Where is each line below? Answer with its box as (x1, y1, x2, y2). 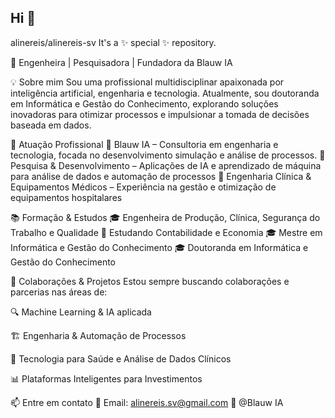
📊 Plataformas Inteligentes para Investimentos (10, 372, 203, 385)
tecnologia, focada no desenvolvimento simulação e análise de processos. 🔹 (10, 149, 326, 161)
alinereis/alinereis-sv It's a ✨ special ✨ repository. (10, 36, 217, 48)
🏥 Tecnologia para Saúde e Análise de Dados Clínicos (10, 352, 232, 365)
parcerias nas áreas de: (10, 286, 108, 298)
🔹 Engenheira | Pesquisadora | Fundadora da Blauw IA (10, 56, 233, 68)
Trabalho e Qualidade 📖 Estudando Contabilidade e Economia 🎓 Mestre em (10, 226, 323, 238)
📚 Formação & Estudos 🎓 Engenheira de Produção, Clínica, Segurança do (10, 211, 321, 223)
